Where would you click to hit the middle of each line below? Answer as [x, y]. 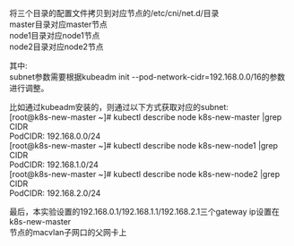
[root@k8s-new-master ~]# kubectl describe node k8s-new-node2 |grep [145, 174]
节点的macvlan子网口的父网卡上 [68, 232]
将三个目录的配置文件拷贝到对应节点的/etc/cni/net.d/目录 [114, 13]
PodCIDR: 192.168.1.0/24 [54, 165]
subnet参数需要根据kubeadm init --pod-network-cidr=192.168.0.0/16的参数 [147, 77]
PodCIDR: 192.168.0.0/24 [55, 136]
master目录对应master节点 [58, 24]
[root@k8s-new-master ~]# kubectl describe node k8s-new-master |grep [146, 117]
